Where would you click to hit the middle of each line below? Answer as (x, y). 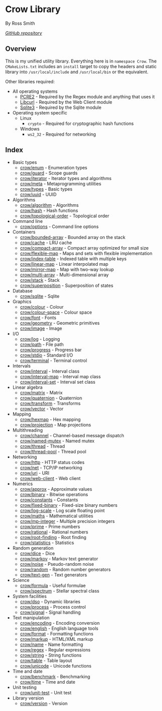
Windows (30, 129)
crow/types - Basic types (46, 189)
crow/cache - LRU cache (46, 243)
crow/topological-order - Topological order (65, 216)
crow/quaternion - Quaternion (51, 398)
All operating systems (35, 91)
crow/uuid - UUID (38, 194)
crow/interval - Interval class (50, 371)
